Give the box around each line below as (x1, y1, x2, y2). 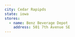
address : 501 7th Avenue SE (13, 25, 70, 30)
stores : (4, 16, 20, 21)
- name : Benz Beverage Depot (9, 20, 68, 25)
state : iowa (4, 12, 29, 16)
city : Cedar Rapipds (4, 7, 47, 12)
